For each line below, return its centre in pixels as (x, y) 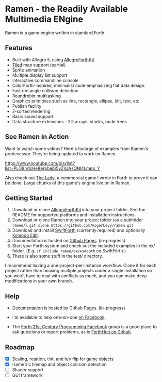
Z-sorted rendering (31, 111)
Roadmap (20, 347)
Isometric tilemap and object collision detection (59, 365)
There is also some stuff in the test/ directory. (57, 256)
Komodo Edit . (25, 235)
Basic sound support (33, 116)
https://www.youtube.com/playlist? (40, 163)
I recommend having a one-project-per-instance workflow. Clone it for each (81, 266)
